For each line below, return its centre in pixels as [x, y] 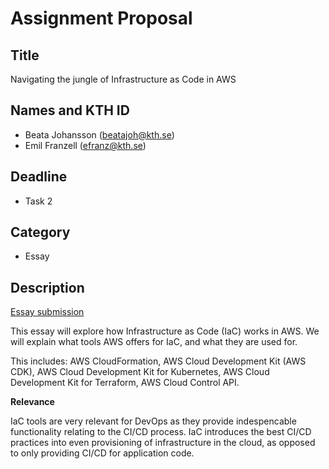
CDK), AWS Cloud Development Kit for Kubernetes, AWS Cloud [140, 372]
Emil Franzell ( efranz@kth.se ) [85, 145]
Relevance [32, 402]
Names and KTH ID [70, 110]
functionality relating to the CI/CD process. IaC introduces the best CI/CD [161, 432]
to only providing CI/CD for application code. [102, 453]
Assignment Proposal [101, 18]
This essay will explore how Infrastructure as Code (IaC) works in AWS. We [165, 331]
